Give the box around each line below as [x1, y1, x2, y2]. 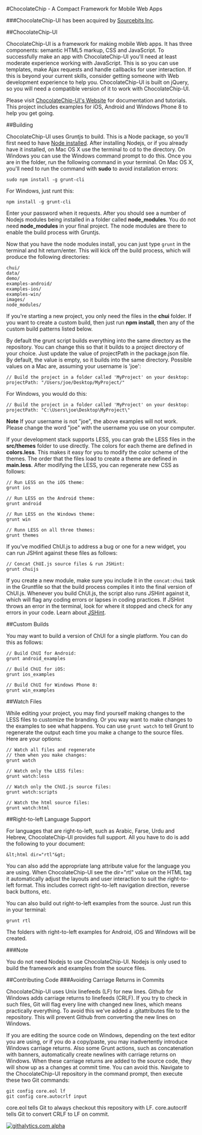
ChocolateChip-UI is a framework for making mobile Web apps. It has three [6, 40, 192, 47]
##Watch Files [6, 698, 42, 705]
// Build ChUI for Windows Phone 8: [6, 682, 98, 688]
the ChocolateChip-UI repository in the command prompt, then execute [6, 1070, 183, 1077]
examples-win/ [6, 291, 42, 297]
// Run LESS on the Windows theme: [6, 511, 96, 517]
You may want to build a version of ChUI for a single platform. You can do [6, 632, 188, 639]
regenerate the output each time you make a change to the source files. [6, 729, 184, 736]
